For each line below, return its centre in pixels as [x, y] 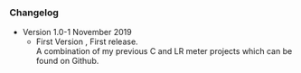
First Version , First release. [87, 41]
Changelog [34, 13]
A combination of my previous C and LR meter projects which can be [164, 51]
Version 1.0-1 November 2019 [77, 32]
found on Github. [67, 61]
